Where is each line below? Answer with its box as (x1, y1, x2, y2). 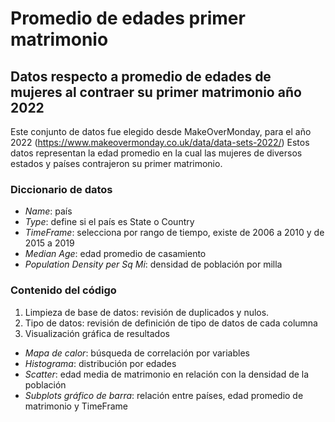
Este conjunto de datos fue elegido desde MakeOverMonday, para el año (10, 126, 312, 137)
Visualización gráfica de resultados (24, 327, 170, 339)
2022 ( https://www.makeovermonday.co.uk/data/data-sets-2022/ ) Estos (10, 137, 310, 148)
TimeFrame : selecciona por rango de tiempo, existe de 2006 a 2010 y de (24, 227, 325, 239)
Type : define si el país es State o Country (24, 216, 195, 228)
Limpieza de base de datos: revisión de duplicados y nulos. (24, 306, 270, 318)
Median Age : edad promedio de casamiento (24, 248, 207, 260)
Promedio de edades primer (10, 7, 246, 30)
